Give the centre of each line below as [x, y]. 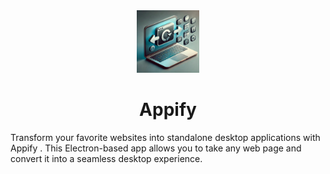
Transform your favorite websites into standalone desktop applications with [165, 137]
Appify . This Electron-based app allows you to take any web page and [156, 148]
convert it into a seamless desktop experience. [106, 158]
